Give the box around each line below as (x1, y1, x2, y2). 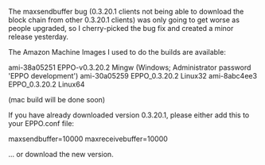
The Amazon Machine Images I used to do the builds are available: (8, 48, 227, 56)
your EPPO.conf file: (8, 119, 74, 128)
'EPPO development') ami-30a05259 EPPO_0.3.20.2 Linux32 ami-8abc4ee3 (8, 71, 257, 80)
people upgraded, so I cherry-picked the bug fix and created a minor (8, 24, 234, 33)
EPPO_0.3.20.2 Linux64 (8, 79, 85, 89)
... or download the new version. (8, 150, 114, 159)
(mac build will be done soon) (8, 95, 106, 104)
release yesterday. (8, 32, 69, 41)
